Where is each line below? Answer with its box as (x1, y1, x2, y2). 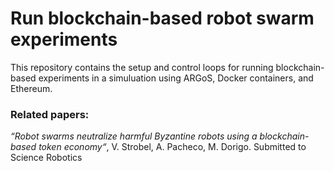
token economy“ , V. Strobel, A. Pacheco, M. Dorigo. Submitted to (38, 141, 307, 153)
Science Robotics (10, 152, 83, 164)
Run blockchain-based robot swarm (10, 7, 315, 30)
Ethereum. (10, 82, 53, 94)
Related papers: (10, 107, 90, 121)
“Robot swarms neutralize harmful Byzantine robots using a (10, 130, 258, 142)
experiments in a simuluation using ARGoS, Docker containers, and (38, 72, 314, 84)
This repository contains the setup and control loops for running (10, 61, 274, 73)
